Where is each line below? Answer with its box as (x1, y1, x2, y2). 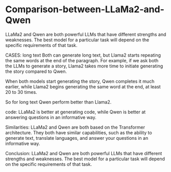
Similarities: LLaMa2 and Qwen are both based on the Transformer (5, 124, 145, 130)
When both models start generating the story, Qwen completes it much (5, 78, 155, 84)
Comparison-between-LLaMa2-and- (5, 4, 164, 15)
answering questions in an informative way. (5, 114, 97, 120)
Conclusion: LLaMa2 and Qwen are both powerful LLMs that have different (5, 150, 162, 156)
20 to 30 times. (5, 89, 37, 95)
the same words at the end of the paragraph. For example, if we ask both (5, 57, 159, 63)
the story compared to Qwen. (5, 68, 67, 75)
